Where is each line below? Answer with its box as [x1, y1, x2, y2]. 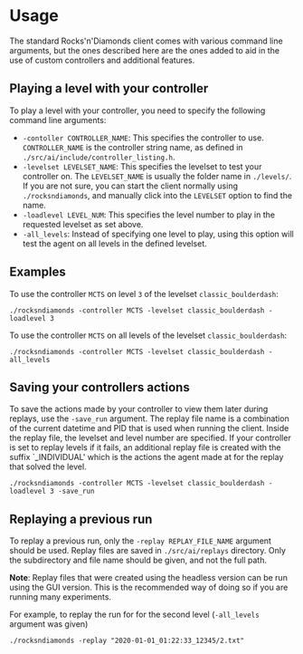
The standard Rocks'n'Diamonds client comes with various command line [9, 35, 283, 46]
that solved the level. [9, 461, 88, 472]
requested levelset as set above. [22, 218, 144, 229]
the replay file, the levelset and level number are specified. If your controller [9, 432, 291, 444]
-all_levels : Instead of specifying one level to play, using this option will [22, 228, 294, 239]
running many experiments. [9, 591, 111, 602]
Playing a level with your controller [9, 81, 209, 96]
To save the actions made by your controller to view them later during [9, 404, 269, 415]
